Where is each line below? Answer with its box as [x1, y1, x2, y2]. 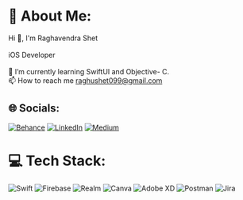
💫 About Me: [8, 7, 92, 25]
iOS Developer [8, 50, 56, 59]
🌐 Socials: [8, 102, 60, 115]
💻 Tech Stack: [8, 152, 106, 169]
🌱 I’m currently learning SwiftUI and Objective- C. [8, 66, 170, 76]
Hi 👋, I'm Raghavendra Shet [8, 33, 98, 43]
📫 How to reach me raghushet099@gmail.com [8, 75, 163, 85]
